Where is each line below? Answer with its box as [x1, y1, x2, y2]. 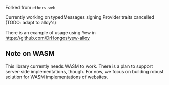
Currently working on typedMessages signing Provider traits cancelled [5, 14, 155, 20]
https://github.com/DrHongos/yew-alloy [5, 35, 90, 41]
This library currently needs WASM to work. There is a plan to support [5, 63, 153, 69]
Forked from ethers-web [5, 5, 56, 10]
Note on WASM [5, 49, 55, 58]
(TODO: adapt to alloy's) [5, 20, 56, 25]
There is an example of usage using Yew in [5, 30, 96, 35]
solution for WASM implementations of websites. [5, 74, 108, 80]
